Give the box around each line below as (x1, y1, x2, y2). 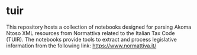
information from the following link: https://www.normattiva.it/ (6, 42, 157, 49)
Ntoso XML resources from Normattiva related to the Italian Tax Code (6, 29, 176, 36)
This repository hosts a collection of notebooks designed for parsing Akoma (6, 23, 192, 30)
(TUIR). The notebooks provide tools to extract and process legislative (6, 36, 177, 43)
